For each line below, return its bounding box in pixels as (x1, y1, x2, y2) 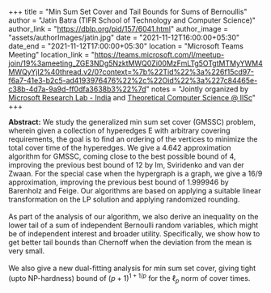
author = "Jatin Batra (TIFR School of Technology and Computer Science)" (8, 15, 256, 25)
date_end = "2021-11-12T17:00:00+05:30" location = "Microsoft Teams (8, 41, 244, 51)
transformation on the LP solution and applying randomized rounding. (8, 194, 240, 204)
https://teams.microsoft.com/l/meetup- (94, 50, 225, 59)
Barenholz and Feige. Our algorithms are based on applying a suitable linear (8, 186, 261, 195)
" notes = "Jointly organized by (146, 84, 249, 94)
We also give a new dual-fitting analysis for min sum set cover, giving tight (8, 263, 256, 273)
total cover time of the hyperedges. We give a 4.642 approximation (8, 143, 232, 152)
